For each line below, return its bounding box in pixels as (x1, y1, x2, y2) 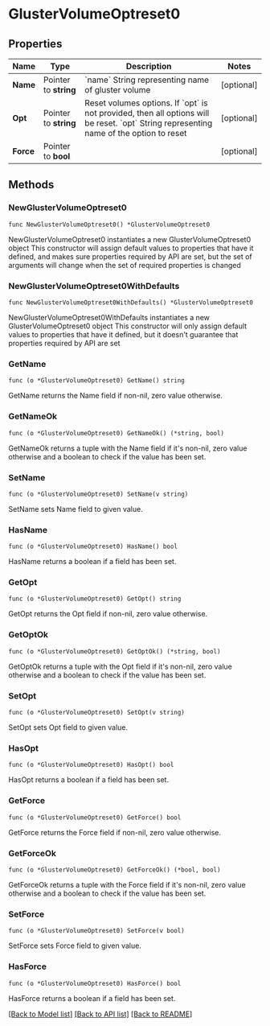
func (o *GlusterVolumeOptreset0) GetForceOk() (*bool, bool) (8, 866, 221, 874)
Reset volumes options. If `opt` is (84, 97, 208, 109)
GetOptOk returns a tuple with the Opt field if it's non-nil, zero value (8, 661, 233, 671)
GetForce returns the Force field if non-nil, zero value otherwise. (8, 827, 222, 837)
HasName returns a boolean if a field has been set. (8, 557, 177, 567)
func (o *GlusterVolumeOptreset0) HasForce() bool (8, 979, 182, 987)
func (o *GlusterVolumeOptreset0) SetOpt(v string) (8, 709, 185, 717)
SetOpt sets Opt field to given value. (8, 723, 129, 732)
